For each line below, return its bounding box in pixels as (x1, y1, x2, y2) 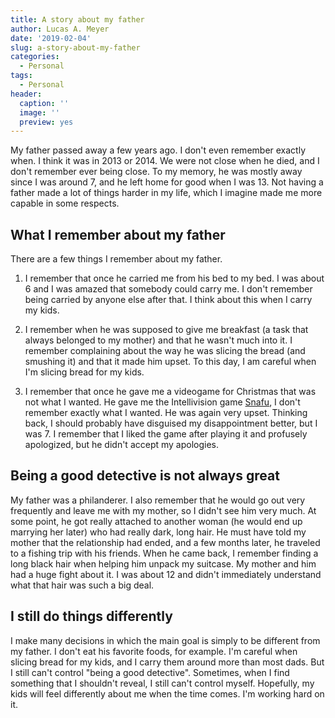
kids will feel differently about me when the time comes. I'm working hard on (10, 687, 325, 700)
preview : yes (19, 117, 74, 127)
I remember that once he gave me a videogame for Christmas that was (24, 386, 317, 398)
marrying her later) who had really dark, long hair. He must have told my (10, 526, 307, 538)
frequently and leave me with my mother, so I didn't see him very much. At (10, 504, 317, 516)
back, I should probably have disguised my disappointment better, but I (24, 417, 318, 430)
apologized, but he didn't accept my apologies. (24, 439, 220, 451)
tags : (10, 71, 33, 81)
